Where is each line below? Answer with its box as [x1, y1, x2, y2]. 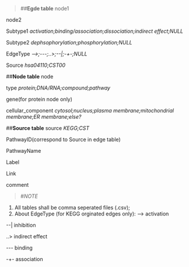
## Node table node [6, 73, 54, 80]
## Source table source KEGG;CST [6, 125, 89, 131]
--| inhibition [6, 222, 36, 228]
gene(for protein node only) [6, 96, 73, 102]
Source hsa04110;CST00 [6, 61, 66, 69]
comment [6, 182, 29, 188]
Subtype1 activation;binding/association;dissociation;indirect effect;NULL [6, 28, 184, 35]
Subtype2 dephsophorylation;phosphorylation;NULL [6, 39, 132, 46]
